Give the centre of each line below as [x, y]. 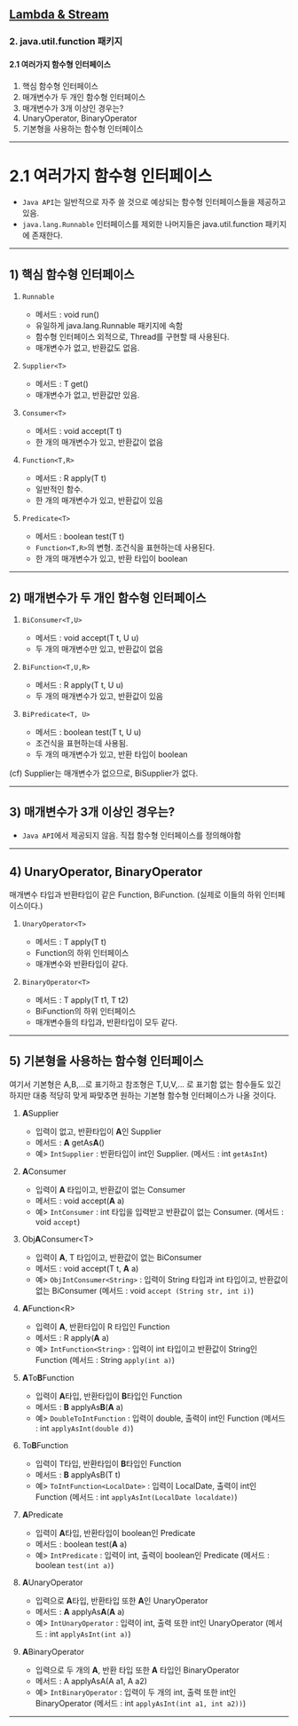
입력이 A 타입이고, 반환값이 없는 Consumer [110, 1189]
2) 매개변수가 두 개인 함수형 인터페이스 [108, 598]
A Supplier [40, 1113]
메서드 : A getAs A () [70, 1142]
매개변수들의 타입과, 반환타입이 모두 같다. [106, 1022]
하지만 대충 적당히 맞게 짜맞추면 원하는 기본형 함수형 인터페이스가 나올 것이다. [143, 1095]
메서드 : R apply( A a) [72, 1337]
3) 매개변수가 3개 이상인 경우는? [92, 812]
